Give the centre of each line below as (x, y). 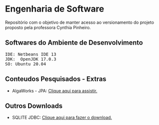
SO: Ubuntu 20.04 (25, 64)
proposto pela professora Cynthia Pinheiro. (48, 27)
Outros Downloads (34, 106)
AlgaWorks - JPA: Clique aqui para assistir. (55, 91)
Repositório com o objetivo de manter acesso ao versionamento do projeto (79, 22)
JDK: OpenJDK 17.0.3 (31, 59)
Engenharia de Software (55, 9)
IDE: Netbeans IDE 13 (31, 54)
